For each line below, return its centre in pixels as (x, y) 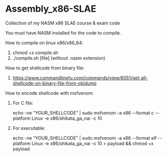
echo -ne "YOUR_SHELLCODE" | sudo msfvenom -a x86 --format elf (85, 138)
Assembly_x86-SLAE (51, 9)
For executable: (29, 128)
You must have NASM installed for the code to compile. (63, 33)
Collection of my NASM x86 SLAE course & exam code (63, 23)
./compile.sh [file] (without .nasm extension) (59, 58)
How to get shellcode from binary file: (45, 68)
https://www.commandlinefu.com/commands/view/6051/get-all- (80, 77)
